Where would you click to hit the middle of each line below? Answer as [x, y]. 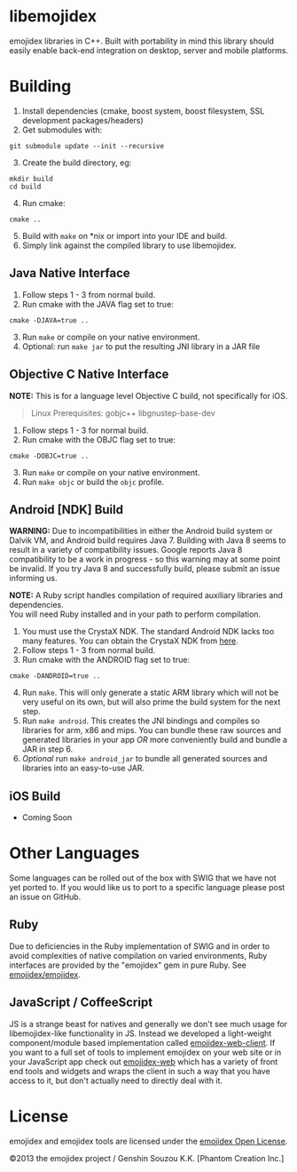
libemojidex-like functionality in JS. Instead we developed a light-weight [141, 1033]
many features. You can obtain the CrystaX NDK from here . [130, 641]
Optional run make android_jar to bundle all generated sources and [145, 759]
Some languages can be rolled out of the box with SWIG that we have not [143, 878]
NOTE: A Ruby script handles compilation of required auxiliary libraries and [146, 595]
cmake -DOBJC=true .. [49, 456]
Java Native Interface [70, 273]
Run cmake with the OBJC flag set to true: [98, 439]
